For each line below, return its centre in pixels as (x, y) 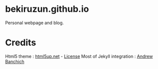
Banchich (15, 61)
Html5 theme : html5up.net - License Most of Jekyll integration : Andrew (79, 56)
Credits (21, 43)
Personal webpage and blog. (35, 23)
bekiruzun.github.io (47, 9)
